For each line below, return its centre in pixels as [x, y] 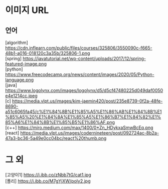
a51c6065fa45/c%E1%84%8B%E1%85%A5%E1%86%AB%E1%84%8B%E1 [83, 111]
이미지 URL [27, 10]
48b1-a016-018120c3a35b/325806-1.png [48, 53]
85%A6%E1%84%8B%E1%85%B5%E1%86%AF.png [60, 122]
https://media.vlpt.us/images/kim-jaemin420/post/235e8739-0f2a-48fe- [87, 101]
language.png [20, 80]
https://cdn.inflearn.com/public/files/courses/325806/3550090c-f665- [79, 48]
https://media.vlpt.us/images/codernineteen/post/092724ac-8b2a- [90, 133]
